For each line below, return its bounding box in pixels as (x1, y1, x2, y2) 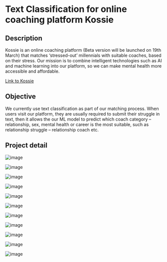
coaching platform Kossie (5, 14, 114, 25)
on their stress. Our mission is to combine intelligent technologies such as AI (5, 58, 162, 63)
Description (5, 34, 42, 42)
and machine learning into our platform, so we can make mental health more (5, 63, 162, 69)
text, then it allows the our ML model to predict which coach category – (5, 116, 152, 122)
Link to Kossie (5, 78, 34, 84)
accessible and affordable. (5, 68, 60, 74)
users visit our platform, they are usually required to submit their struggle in (5, 111, 160, 117)
